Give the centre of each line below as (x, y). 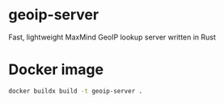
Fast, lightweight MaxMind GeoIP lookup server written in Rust (112, 37)
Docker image (56, 70)
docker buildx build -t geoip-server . (76, 91)
